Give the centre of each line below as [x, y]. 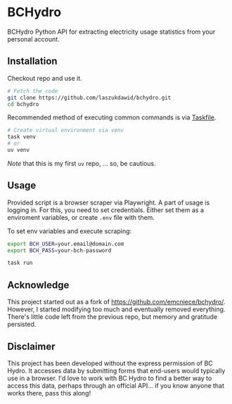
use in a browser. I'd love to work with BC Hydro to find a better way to [110, 378]
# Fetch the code [33, 91]
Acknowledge [38, 285]
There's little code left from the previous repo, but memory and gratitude [112, 317]
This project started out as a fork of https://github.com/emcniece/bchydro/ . [116, 302]
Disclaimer [31, 346]
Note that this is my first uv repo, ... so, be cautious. [82, 163]
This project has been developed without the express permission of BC [110, 363]
